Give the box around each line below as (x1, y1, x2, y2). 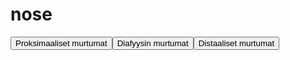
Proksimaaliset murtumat (15, 38, 108, 48)
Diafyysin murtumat (116, 38, 189, 48)
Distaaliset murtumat (198, 38, 275, 48)
